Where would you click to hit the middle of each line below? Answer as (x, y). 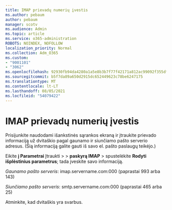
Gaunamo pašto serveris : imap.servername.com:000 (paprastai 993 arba (83, 172)
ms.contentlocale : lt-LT (32, 86)
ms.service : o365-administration (41, 39)
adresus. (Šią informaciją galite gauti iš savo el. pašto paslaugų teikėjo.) (81, 146)
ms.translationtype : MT (31, 81)
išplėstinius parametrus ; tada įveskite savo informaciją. (64, 161)
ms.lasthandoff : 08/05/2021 (35, 91)
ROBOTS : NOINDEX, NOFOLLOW (34, 44)
